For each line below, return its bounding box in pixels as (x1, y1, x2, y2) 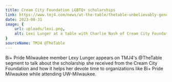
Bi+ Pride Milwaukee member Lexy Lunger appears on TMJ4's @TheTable (5, 54, 162, 61)
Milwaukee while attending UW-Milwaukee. (5, 71, 97, 77)
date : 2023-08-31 (5, 17, 42, 22)
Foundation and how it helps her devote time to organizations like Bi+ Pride (5, 65, 164, 71)
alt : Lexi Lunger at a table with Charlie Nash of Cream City (14, 31, 150, 36)
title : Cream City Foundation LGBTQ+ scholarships (5, 7, 116, 13)
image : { (5, 21, 24, 27)
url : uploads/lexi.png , (14, 26, 66, 32)
